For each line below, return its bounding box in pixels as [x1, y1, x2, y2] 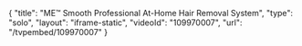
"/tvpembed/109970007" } [8, 27, 109, 37]
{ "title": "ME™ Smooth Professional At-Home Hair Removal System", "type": [8, 8, 294, 18]
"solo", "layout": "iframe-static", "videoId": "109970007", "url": [8, 17, 243, 28]
